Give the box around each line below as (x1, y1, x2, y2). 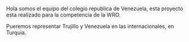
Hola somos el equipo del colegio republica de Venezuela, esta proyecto (6, 5, 183, 12)
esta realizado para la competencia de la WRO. (6, 11, 121, 18)
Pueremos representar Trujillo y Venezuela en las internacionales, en (6, 23, 174, 30)
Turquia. (6, 29, 27, 36)
